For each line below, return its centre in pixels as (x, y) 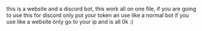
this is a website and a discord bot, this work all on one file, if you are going (101, 9)
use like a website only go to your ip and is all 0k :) (70, 22)
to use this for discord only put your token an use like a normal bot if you (98, 15)
